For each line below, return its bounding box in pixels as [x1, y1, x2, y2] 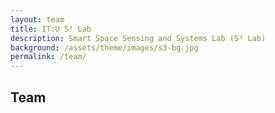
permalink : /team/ [10, 52, 87, 62]
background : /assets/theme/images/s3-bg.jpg [10, 42, 199, 53]
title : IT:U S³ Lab [10, 24, 92, 34]
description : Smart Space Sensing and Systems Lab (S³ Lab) [10, 33, 267, 43]
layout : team [10, 14, 65, 25]
